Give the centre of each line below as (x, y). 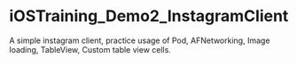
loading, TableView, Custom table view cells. (90, 49)
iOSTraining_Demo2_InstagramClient (149, 16)
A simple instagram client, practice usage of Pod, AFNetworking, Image (140, 40)
